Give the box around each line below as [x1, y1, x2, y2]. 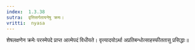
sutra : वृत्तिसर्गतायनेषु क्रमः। [6, 14, 64, 20]
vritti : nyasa [6, 20, 45, 26]
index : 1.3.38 [6, 8, 45, 15]
